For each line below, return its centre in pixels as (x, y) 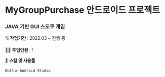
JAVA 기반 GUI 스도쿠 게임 (35, 26)
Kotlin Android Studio (28, 71)
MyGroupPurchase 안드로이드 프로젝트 (83, 10)
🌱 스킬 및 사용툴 (20, 61)
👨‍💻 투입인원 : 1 (19, 50)
